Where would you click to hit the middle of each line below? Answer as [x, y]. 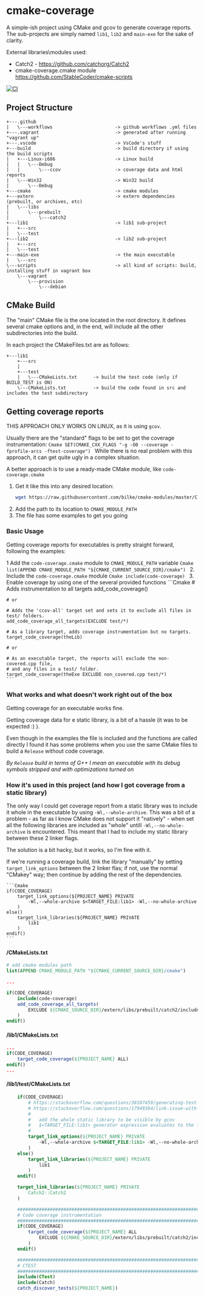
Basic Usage [25, 531]
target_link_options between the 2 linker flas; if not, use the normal [92, 868]
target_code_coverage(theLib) [45, 637]
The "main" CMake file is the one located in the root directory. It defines [96, 320]
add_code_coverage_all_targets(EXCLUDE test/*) [68, 621]
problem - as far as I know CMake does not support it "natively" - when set [100, 819]
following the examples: [36, 551]
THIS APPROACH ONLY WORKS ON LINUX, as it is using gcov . [84, 426]
